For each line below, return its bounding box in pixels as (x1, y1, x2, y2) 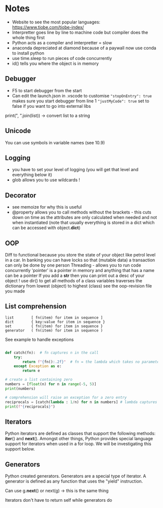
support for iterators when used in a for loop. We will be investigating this (5, 441, 151, 447)
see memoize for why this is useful (12, 204, 82, 210)
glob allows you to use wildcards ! (12, 177, 80, 183)
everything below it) (12, 172, 52, 178)
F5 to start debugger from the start (12, 87, 82, 93)
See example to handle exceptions (5, 336, 74, 342)
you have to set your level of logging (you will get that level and (12, 167, 139, 173)
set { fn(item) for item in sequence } (5, 324, 103, 329)
